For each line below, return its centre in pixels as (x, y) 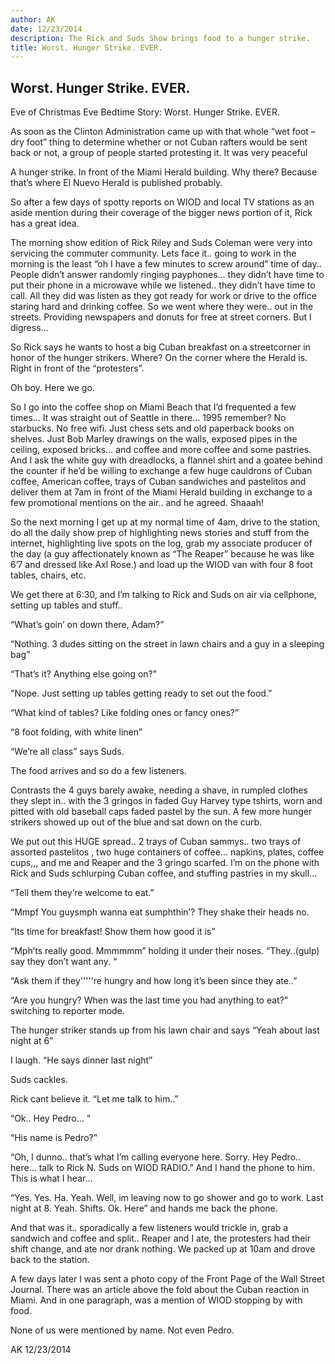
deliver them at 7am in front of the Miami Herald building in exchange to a (161, 492)
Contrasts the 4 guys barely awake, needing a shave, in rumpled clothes (159, 790)
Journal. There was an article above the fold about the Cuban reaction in (160, 1290)
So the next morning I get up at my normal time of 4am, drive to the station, (165, 522)
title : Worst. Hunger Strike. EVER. (86, 47)
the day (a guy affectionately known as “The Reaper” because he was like (162, 554)
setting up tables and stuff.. (66, 605)
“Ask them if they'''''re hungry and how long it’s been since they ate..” (154, 981)
